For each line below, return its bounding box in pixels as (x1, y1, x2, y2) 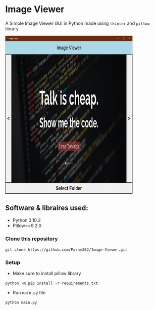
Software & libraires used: (5, 204, 88, 212)
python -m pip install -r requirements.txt (5, 281, 98, 286)
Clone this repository (5, 235, 58, 242)
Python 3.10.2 (12, 217, 41, 223)
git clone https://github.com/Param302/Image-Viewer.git (5, 247, 128, 252)
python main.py (5, 300, 37, 305)
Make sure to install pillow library (12, 271, 81, 277)
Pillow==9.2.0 (12, 223, 42, 229)
